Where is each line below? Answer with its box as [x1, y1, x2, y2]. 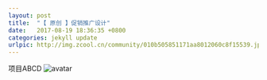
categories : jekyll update [8, 33, 98, 42]
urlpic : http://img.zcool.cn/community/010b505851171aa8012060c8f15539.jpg [8, 41, 265, 49]
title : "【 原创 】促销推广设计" [8, 19, 110, 27]
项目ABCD [8, 64, 42, 74]
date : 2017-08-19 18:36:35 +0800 [8, 26, 126, 34]
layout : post [8, 11, 52, 20]
